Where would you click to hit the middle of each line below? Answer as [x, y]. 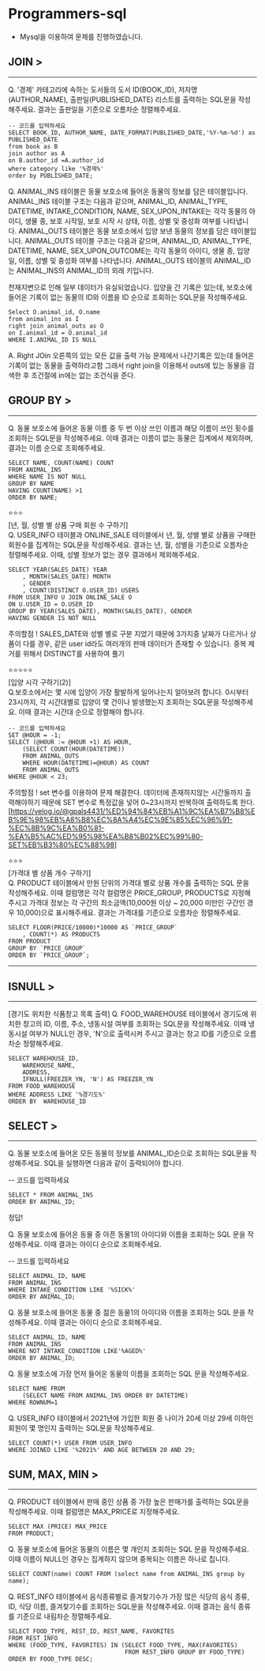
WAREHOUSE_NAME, [49, 1066]
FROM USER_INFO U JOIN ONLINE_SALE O [70, 597]
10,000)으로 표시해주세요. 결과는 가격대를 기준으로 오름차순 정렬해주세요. [129, 912]
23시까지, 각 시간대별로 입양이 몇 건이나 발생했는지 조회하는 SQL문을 [114, 701]
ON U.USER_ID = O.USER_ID [50, 604]
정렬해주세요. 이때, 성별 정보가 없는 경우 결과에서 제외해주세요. [104, 554]
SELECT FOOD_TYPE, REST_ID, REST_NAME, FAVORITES [91, 1631]
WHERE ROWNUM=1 [33, 1403]
